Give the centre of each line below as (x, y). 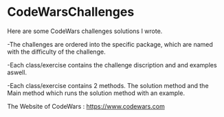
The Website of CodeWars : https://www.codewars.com (86, 106)
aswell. (17, 72)
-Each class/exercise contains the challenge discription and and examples (112, 65)
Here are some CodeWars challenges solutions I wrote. (85, 31)
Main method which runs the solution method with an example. (96, 93)
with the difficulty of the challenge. (56, 52)
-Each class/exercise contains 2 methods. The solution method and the (108, 85)
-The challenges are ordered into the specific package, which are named (110, 44)
